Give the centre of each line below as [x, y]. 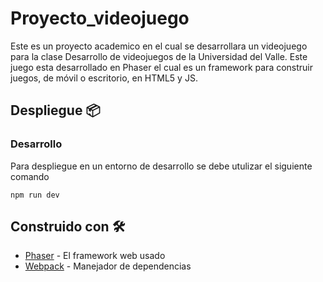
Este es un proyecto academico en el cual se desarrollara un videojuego [159, 46]
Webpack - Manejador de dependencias [108, 266]
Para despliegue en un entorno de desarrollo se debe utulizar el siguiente [161, 166]
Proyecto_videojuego [100, 18]
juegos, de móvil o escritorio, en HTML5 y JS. [104, 78]
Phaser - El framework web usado [95, 256]
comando [30, 176]
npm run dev [35, 195]
